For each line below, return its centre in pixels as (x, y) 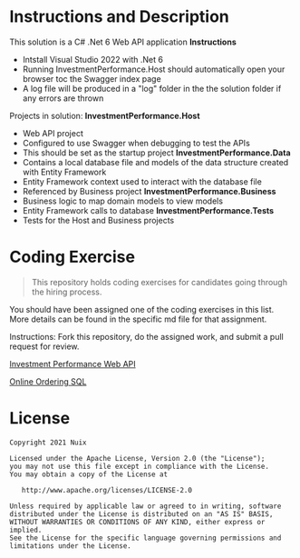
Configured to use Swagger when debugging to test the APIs (136, 143)
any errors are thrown (63, 98)
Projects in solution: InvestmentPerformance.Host (105, 115)
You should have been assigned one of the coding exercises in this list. (142, 309)
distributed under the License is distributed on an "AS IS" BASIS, (141, 514)
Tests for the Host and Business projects (98, 220)
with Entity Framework (64, 172)
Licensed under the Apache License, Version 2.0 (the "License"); (137, 458)
